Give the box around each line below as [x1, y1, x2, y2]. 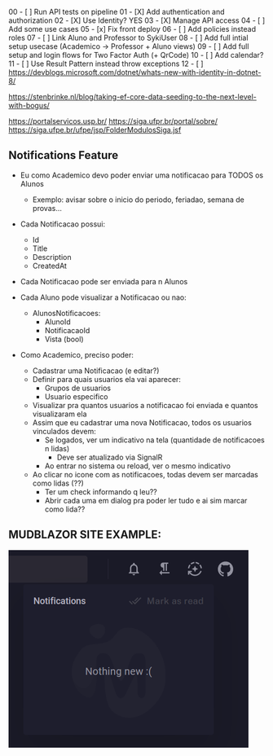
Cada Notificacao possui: [20, 219, 106, 229]
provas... [32, 203, 63, 213]
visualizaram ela [32, 409, 87, 419]
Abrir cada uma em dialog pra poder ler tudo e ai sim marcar [44, 495, 248, 505]
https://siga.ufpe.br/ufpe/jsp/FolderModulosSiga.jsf [8, 125, 182, 134]
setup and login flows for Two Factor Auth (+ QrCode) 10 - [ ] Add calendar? [8, 51, 264, 59]
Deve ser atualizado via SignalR [56, 452, 163, 462]
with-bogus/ [8, 101, 51, 110]
